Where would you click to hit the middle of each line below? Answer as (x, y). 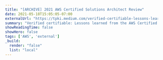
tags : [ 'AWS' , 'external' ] (32, 37)
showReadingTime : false (29, 28)
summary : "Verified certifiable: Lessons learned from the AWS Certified (81, 23)
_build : (13, 41)
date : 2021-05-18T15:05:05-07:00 (39, 14)
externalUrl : (18, 18)
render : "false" (26, 45)
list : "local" (24, 50)
